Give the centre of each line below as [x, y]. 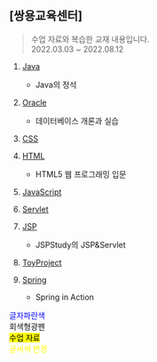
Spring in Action [65, 297]
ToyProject [42, 262]
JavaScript [42, 192]
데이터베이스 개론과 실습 [77, 121]
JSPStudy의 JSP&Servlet [80, 245]
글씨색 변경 [28, 349]
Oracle [34, 102]
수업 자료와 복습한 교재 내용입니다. [90, 39]
